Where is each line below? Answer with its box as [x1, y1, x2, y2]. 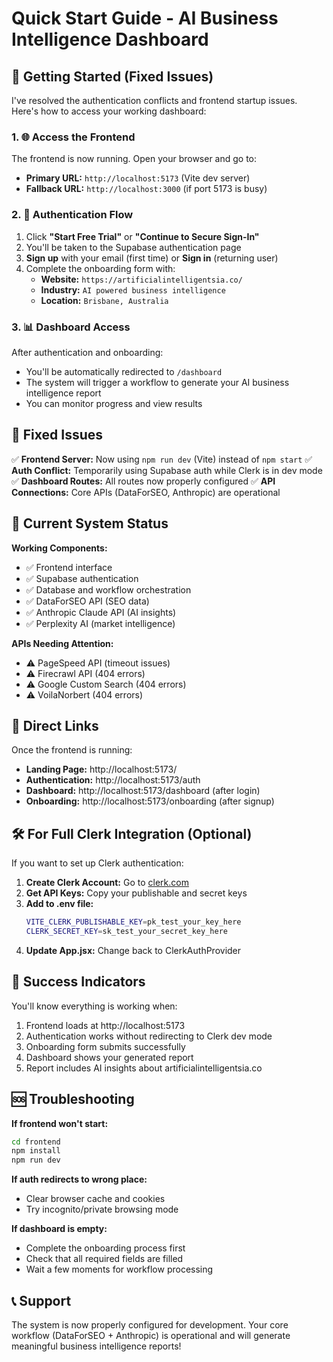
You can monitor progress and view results [25, 397, 203, 409]
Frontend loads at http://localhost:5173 [25, 1019, 186, 1031]
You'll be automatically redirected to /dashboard [25, 365, 223, 377]
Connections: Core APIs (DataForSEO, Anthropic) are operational [11, 486, 281, 498]
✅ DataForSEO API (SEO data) [25, 595, 150, 607]
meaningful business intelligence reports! [11, 1340, 182, 1352]
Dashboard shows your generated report [25, 1051, 194, 1063]
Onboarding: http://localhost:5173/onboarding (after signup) [25, 795, 275, 807]
